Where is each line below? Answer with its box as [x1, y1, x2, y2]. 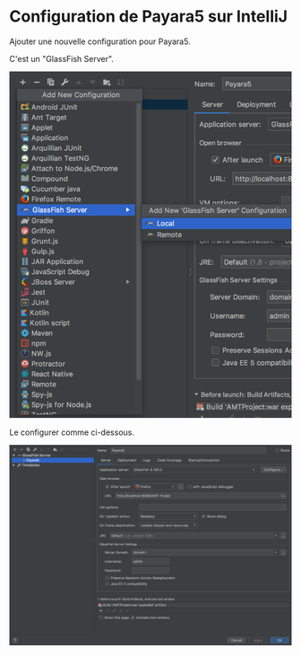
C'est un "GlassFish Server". [9, 53, 115, 64]
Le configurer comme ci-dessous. [9, 427, 134, 438]
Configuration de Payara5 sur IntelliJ [9, 6, 288, 27]
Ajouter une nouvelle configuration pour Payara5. [9, 36, 191, 47]
